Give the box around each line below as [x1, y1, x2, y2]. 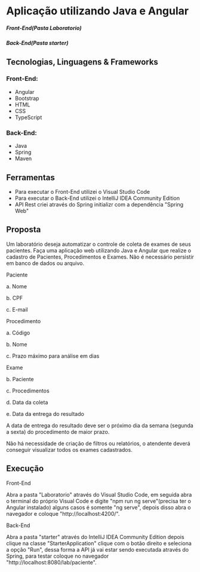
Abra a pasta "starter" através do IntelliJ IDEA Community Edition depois [6, 533, 184, 540]
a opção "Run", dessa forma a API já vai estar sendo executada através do [6, 546, 189, 553]
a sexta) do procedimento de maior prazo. [6, 428, 110, 435]
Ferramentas [6, 172, 55, 182]
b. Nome [6, 340, 27, 348]
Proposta [6, 224, 41, 235]
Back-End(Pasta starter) [6, 39, 69, 47]
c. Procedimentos [6, 387, 50, 394]
